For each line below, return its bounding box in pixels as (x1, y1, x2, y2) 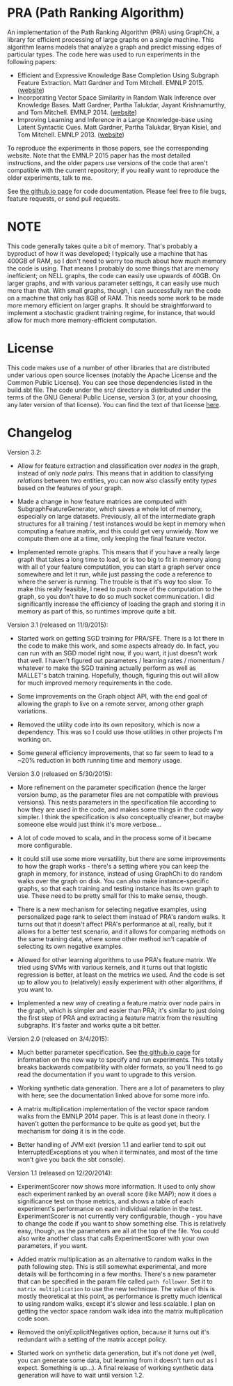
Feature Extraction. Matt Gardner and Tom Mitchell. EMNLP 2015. (17, 78, 204, 86)
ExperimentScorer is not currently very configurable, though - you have (17, 1212, 223, 1220)
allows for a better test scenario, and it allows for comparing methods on (17, 927, 226, 936)
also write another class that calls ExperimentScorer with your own (17, 1234, 209, 1242)
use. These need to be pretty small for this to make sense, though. (17, 891, 208, 900)
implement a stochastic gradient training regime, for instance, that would (7, 308, 216, 317)
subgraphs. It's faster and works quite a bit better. (17, 1021, 161, 1029)
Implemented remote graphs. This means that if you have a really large (17, 547, 220, 556)
